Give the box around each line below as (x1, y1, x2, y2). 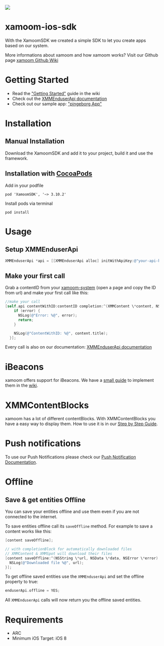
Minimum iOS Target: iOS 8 (12, 635, 67, 641)
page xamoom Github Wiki (5, 57, 59, 63)
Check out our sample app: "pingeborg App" (12, 100, 102, 107)
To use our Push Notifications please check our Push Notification (5, 454, 136, 460)
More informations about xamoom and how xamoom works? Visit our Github (5, 52, 159, 58)
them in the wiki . (5, 383, 38, 389)
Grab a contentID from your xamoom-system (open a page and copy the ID (5, 285, 156, 291)
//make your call (5, 299, 41, 304)
